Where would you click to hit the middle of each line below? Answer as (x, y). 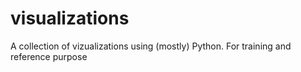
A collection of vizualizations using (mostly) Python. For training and (151, 46)
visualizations (70, 18)
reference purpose (49, 56)
